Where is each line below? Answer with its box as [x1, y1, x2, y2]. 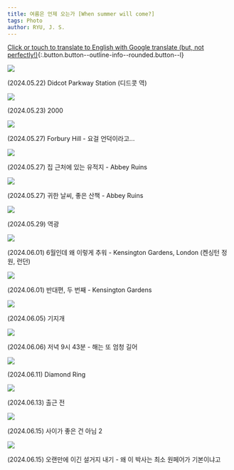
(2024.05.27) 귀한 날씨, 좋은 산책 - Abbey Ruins [7, 192, 144, 200]
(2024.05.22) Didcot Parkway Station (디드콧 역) [7, 79, 147, 88]
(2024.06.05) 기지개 [7, 314, 65, 323]
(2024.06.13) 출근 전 [7, 398, 65, 407]
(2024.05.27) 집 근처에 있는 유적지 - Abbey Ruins [7, 163, 148, 172]
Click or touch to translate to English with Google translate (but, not [7, 43, 204, 52]
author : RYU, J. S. [7, 23, 65, 31]
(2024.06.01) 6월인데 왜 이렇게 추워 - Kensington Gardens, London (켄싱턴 [7, 249, 220, 257]
